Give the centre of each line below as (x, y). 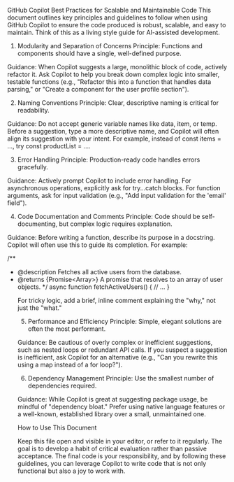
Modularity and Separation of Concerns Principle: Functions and (110, 46)
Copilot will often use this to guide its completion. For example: (98, 245)
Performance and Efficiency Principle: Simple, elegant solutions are (125, 321)
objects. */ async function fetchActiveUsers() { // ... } (93, 287)
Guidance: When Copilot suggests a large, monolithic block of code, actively (117, 67)
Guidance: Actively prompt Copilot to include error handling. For (99, 180)
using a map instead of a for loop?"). (70, 364)
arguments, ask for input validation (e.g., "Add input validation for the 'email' (117, 196)
